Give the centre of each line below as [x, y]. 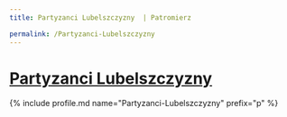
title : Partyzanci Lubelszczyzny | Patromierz [101, 18]
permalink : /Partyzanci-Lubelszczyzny [82, 34]
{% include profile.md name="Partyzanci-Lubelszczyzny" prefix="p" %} [144, 103]
